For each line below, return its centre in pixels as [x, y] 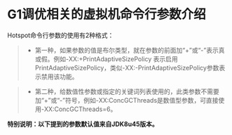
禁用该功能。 [60, 76]
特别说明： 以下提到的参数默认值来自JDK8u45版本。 [83, 124]
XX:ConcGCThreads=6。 [81, 109]
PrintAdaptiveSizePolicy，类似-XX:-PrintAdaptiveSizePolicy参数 [127, 67]
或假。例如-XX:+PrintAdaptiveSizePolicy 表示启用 [107, 59]
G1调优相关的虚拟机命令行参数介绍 [107, 14]
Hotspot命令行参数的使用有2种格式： [61, 35]
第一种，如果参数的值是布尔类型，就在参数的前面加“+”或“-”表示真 [130, 50]
